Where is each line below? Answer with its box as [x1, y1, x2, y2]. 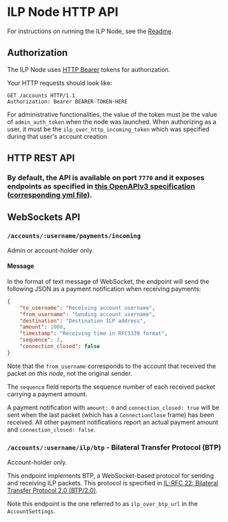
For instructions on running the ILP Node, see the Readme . [7, 27, 174, 35]
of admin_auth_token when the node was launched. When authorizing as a [7, 117, 217, 126]
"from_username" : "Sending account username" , [19, 311, 156, 318]
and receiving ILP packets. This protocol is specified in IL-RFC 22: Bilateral [7, 479, 218, 487]
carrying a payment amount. [7, 389, 87, 398]
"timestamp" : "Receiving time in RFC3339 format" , [19, 330, 168, 337]
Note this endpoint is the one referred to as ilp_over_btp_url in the [7, 500, 198, 508]
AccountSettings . [7, 507, 56, 515]
